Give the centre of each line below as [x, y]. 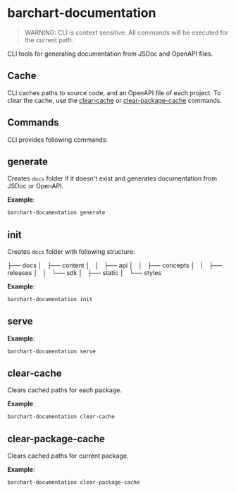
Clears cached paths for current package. [68, 456]
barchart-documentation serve [52, 351]
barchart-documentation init [50, 300]
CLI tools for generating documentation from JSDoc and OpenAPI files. [110, 54]
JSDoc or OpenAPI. [36, 186]
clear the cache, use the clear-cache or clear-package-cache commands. [114, 100]
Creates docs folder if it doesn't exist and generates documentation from [112, 178]
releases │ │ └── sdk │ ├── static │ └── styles [85, 273]
